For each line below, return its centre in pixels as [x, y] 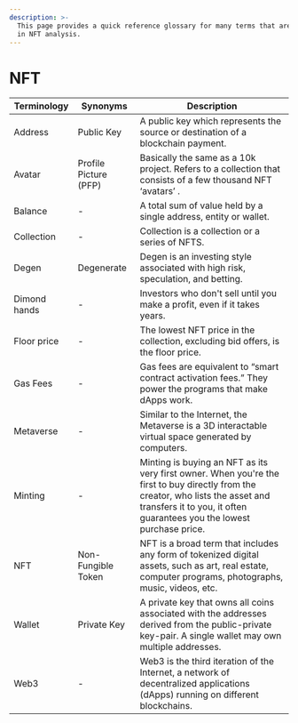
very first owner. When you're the [209, 474]
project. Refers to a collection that [210, 169]
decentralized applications [195, 684]
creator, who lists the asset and [205, 496]
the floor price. [170, 352]
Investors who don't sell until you [208, 293]
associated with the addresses [204, 614]
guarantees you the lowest [195, 518]
